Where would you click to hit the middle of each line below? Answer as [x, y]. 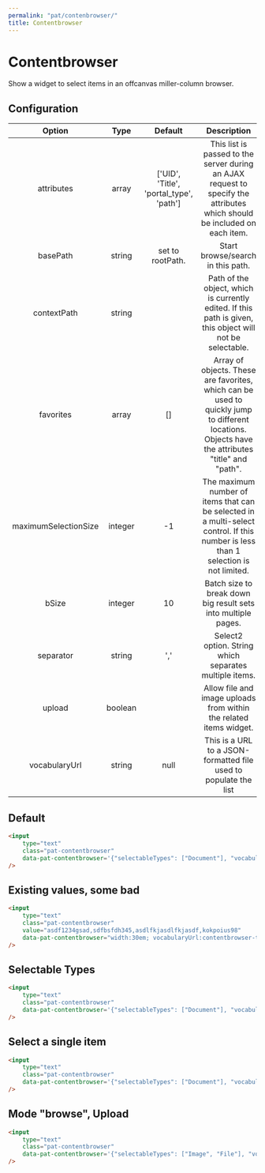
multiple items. [229, 675]
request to [229, 184]
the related [229, 718]
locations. [228, 430]
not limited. [229, 571]
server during [229, 164]
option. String [229, 646]
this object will [229, 328]
